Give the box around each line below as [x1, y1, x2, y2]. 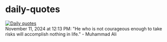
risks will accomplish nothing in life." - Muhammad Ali [5, 31, 117, 37]
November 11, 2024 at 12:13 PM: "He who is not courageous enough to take [5, 25, 162, 31]
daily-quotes [5, 4, 60, 15]
